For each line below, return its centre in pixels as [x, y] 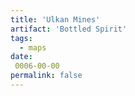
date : [21, 57]
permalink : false [46, 76]
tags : [21, 38]
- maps [33, 47]
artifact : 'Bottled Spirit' [69, 29]
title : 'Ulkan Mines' [55, 19]
